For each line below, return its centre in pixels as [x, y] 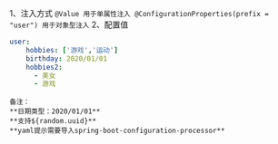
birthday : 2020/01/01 [66, 58]
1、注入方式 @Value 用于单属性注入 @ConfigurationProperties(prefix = [139, 13]
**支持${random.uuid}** [53, 121]
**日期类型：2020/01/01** [55, 111]
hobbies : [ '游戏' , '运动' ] [72, 50]
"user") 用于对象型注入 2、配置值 [69, 24]
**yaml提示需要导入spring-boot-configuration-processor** [117, 131]
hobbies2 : [45, 67]
